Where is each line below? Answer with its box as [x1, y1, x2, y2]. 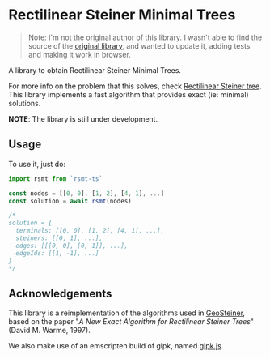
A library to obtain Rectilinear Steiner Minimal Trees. [8, 65, 182, 75]
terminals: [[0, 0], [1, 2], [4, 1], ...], [15, 227, 164, 235]
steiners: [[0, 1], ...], [15, 234, 103, 242]
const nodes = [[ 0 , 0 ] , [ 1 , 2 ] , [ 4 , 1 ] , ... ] [8, 189, 165, 198]
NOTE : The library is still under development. [8, 113, 158, 123]
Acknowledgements [8, 286, 112, 301]
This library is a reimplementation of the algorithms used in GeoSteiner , [8, 308, 245, 318]
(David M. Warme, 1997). [8, 326, 91, 335]
